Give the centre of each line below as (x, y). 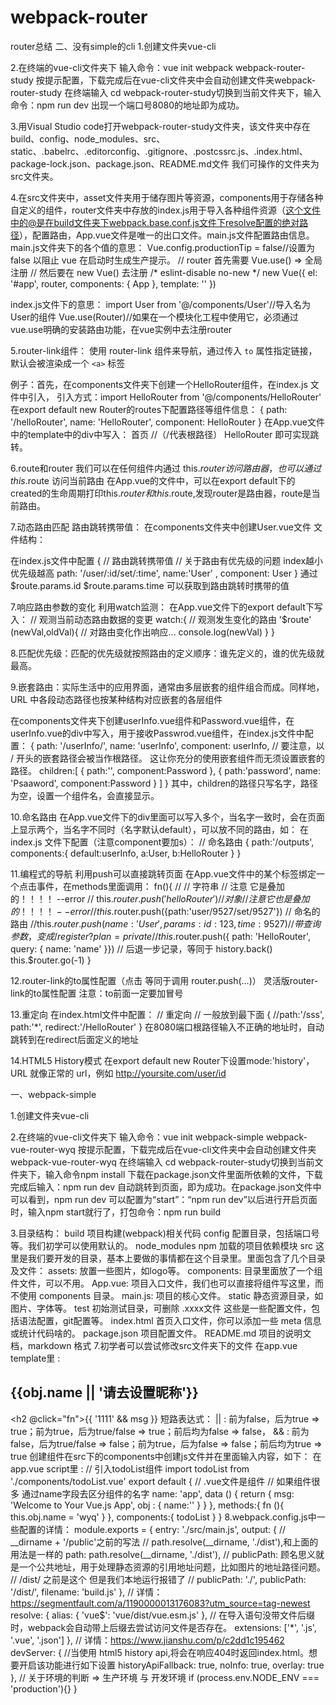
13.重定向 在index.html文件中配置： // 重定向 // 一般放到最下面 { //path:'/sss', (167, 1014)
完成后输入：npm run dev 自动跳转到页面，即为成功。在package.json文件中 (166, 1187)
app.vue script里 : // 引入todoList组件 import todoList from (130, 1468)
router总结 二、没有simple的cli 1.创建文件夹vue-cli (113, 46)
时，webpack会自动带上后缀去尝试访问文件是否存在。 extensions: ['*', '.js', (163, 1627)
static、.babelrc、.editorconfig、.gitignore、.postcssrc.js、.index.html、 (159, 151)
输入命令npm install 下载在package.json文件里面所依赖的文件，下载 (183, 1174)
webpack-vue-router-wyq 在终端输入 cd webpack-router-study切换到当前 (162, 1162)
